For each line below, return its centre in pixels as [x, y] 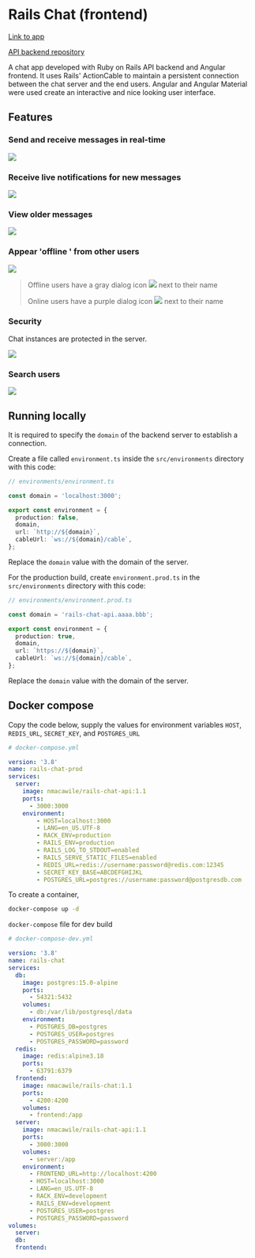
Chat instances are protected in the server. [78, 339]
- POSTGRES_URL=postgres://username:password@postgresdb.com [139, 880]
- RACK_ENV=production [74, 836]
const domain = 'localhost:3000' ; [65, 496]
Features [30, 118]
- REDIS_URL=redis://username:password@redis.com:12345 [130, 865]
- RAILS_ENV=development [70, 1203]
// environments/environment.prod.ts [70, 600]
